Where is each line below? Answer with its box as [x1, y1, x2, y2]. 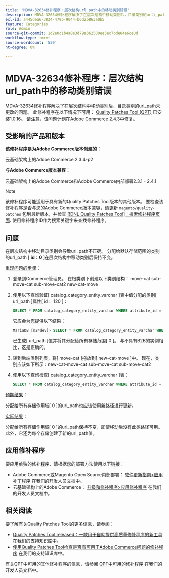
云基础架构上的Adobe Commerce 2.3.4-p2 [5, 157, 93, 163]
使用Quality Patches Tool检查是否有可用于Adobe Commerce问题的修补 [12, 544, 159, 550]
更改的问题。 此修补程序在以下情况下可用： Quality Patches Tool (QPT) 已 [5, 109, 158, 115]
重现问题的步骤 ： [5, 265, 41, 271]
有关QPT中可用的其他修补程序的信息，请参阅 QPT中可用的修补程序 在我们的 [5, 561, 162, 567]
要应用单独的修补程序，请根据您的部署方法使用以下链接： [5, 460, 124, 467]
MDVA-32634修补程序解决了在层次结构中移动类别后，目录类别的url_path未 [5, 103, 161, 109]
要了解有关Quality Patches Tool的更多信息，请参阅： [5, 521, 114, 527]
